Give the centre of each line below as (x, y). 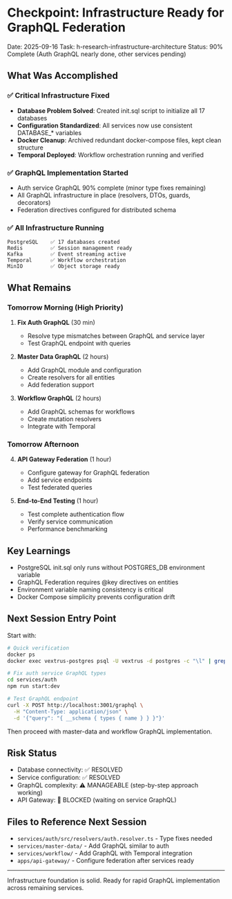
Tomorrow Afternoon (43, 444)
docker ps (21, 655)
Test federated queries (60, 488)
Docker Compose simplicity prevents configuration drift (96, 597)
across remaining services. (46, 888)
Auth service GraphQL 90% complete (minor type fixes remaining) (112, 188)
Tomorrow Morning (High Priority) (65, 308)
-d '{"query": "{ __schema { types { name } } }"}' (89, 718)
